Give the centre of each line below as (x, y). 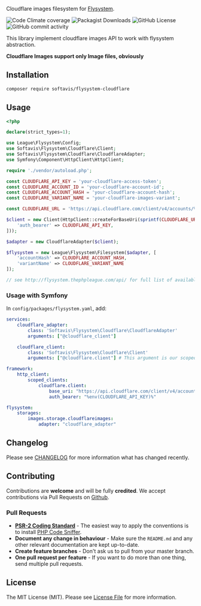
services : (19, 319)
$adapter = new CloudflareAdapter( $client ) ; (63, 242)
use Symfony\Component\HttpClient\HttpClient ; (65, 159)
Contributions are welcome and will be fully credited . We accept (86, 490)
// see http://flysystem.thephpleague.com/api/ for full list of (89, 280)
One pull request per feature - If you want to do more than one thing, (100, 557)
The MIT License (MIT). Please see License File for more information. (91, 597)
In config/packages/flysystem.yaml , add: (56, 309)
